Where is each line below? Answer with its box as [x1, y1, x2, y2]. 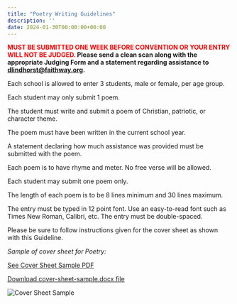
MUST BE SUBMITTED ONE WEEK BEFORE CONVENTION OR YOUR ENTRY [7, 43, 231, 52]
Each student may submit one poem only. [7, 177, 128, 185]
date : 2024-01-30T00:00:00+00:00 [7, 23, 106, 31]
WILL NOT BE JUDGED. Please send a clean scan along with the [7, 50, 197, 59]
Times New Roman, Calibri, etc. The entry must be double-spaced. [7, 212, 203, 221]
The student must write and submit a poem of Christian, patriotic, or [7, 107, 206, 116]
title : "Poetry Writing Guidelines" [7, 10, 116, 18]
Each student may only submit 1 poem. [7, 93, 121, 102]
